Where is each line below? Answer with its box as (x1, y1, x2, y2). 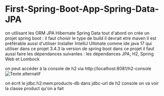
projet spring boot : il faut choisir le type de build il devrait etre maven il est (5, 35, 157, 41)
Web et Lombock (5, 56, 40, 62)
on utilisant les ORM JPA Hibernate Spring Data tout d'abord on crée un (5, 30, 150, 36)
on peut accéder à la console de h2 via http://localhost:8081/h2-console (5, 65, 151, 72)
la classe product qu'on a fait (5, 85, 64, 91)
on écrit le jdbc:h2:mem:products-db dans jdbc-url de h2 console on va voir (5, 80, 159, 86)
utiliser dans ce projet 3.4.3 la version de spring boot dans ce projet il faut (5, 46, 155, 51)
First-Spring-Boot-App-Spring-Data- (5, 3, 159, 15)
